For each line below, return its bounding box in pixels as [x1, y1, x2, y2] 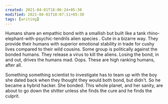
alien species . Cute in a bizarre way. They [70, 35, 158, 41]
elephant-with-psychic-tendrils [5, 35, 70, 41]
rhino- [146, 30, 160, 36]
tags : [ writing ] [5, 16, 39, 21]
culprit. [5, 93, 20, 99]
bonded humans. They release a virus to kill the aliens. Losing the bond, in [5, 51, 159, 57]
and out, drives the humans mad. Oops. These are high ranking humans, [5, 57, 155, 63]
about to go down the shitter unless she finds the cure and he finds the [5, 88, 152, 94]
